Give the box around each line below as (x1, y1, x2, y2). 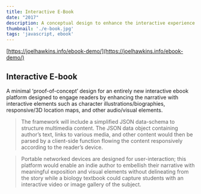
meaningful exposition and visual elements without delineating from (20, 168, 189, 175)
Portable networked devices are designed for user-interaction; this (20, 155, 187, 162)
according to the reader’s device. (20, 144, 104, 151)
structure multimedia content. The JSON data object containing (20, 124, 179, 132)
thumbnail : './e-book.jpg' (6, 25, 74, 32)
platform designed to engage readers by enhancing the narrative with (6, 94, 179, 101)
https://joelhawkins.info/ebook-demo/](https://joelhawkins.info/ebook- (8, 47, 184, 55)
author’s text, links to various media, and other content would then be (20, 130, 193, 138)
